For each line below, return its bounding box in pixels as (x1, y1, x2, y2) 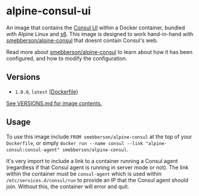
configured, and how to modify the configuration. (6, 55, 127, 62)
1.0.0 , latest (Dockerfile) (14, 88, 79, 95)
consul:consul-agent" (6, 147, 60, 153)
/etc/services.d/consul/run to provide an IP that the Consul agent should (6, 176, 189, 183)
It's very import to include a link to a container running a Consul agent (6, 157, 178, 164)
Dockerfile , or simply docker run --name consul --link (6, 139, 143, 146)
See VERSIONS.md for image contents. (6, 99, 103, 107)
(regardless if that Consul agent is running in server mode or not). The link (6, 164, 189, 171)
